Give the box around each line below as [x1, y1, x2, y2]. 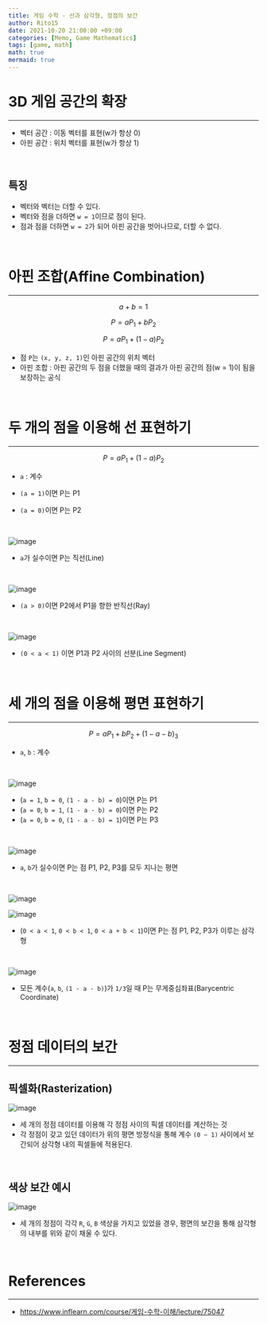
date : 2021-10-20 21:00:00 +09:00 [8, 26, 123, 34]
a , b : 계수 [19, 747, 50, 756]
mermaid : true [8, 56, 56, 64]
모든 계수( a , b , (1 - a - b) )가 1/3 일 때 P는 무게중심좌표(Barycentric [19, 983, 234, 992]
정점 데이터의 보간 [8, 1038, 118, 1056]
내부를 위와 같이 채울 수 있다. [28, 1229, 118, 1238]
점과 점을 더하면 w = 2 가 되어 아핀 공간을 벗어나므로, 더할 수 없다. [19, 221, 222, 231]
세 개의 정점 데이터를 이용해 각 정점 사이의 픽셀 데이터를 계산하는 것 [19, 1120, 228, 1129]
